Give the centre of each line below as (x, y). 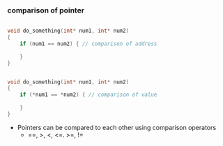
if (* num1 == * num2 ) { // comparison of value (89, 95)
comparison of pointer (46, 10)
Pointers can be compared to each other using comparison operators (117, 127)
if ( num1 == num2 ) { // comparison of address (89, 44)
